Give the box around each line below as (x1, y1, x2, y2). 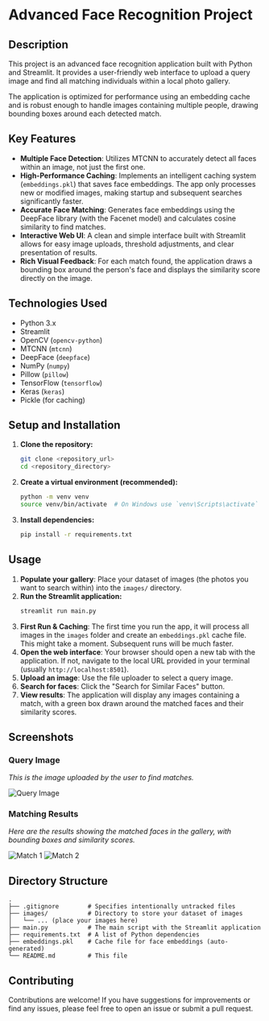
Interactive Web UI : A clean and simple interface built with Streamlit (19, 230, 246, 240)
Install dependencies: (19, 515, 95, 524)
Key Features (8, 132, 77, 146)
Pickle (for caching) (19, 395, 86, 404)
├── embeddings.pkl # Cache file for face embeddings (8, 938, 204, 946)
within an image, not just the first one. (19, 162, 146, 172)
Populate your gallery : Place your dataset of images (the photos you (19, 574, 249, 584)
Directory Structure (8, 874, 109, 887)
